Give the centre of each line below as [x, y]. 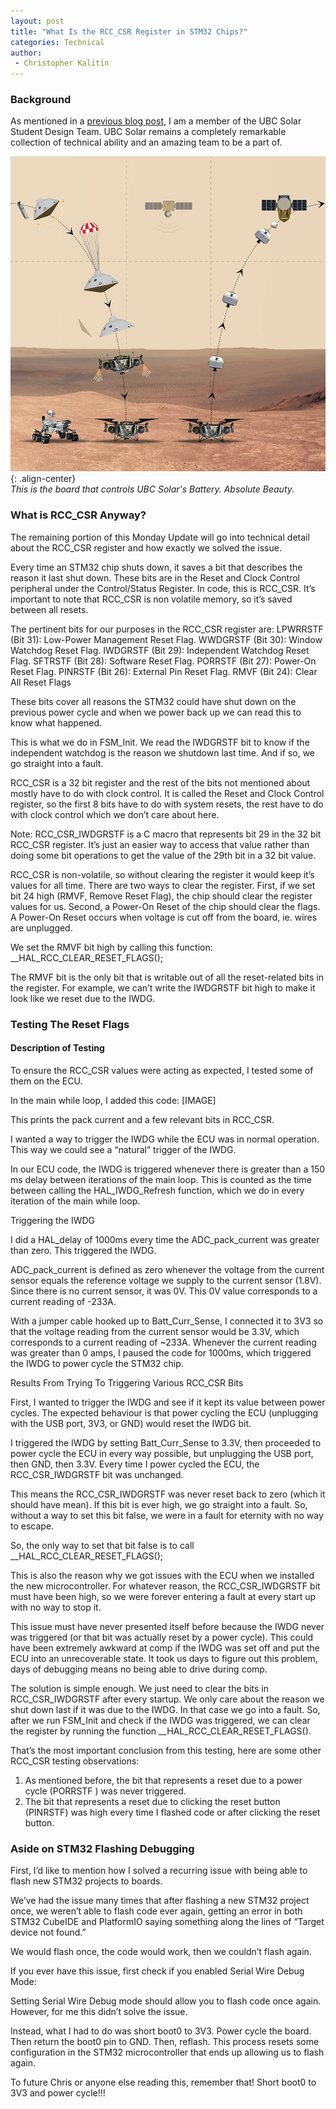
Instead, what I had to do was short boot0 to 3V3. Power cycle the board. [161, 2031]
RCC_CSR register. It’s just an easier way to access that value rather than [160, 844]
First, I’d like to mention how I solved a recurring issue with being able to [159, 1871]
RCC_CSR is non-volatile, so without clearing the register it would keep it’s [162, 874]
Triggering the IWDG [53, 1220]
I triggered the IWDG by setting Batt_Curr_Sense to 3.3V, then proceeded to [166, 1442]
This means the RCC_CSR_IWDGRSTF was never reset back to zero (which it [168, 1494]
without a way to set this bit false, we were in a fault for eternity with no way [167, 1515]
